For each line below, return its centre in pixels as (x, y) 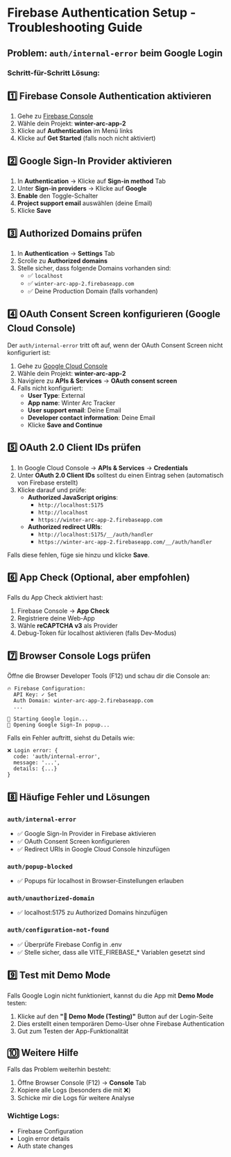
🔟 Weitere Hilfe (43, 1053)
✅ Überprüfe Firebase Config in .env (69, 944)
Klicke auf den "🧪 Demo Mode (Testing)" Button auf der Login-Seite (115, 1016)
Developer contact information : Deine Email (92, 417)
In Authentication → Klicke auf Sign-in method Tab (92, 181)
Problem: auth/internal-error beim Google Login (115, 53)
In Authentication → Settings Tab (66, 253)
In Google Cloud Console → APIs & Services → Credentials (103, 468)
